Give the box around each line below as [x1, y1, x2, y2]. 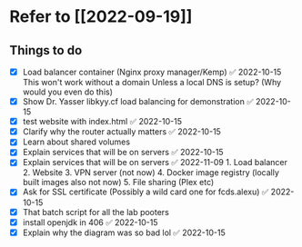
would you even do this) [22, 86, 114, 97]
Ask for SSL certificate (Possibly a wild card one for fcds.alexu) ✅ [22, 186, 269, 197]
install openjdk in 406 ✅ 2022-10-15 [22, 216, 158, 228]
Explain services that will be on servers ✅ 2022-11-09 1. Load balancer [22, 157, 288, 168]
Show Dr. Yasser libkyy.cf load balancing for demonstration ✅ [22, 96, 255, 107]
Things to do [9, 43, 83, 58]
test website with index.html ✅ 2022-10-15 [22, 116, 183, 127]
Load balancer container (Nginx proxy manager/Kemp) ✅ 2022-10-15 [22, 66, 282, 77]
